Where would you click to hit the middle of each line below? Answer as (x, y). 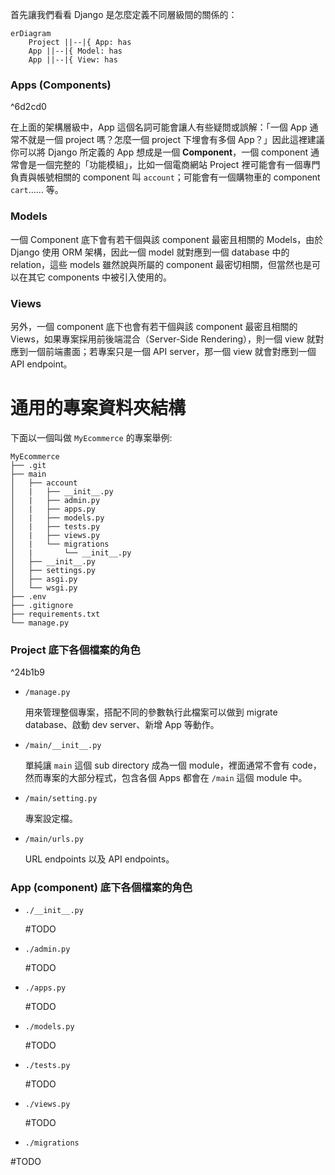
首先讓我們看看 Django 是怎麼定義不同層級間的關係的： (124, 14)
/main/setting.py (61, 799)
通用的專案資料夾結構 (98, 408)
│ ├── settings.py (53, 570)
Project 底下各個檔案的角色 (75, 650)
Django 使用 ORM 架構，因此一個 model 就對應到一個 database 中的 (150, 252)
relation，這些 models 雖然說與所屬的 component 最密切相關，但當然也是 (161, 264)
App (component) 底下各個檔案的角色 (101, 888)
